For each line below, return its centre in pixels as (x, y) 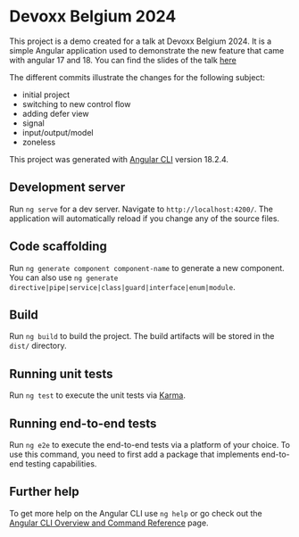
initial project (46, 95)
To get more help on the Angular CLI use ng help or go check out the (136, 513)
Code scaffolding (58, 247)
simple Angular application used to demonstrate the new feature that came (147, 50)
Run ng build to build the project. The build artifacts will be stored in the (142, 336)
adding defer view (55, 113)
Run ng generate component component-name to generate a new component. (147, 268)
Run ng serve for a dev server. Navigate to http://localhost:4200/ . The (141, 209)
